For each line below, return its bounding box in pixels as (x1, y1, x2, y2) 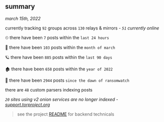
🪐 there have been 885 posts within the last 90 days (5, 54, 112, 60)
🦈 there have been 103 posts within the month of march (5, 44, 115, 50)
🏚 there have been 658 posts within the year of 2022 (5, 66, 113, 72)
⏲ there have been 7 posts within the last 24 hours (5, 34, 109, 40)
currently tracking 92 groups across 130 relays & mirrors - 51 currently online (5, 25, 160, 31)
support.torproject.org (5, 101, 50, 107)
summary (5, 2, 35, 11)
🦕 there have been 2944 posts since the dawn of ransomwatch (5, 77, 130, 83)
